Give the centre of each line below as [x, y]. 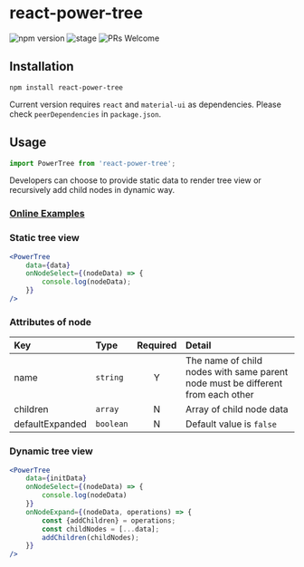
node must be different [234, 383]
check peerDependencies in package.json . [85, 114]
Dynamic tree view [51, 451]
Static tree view [44, 238]
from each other [220, 395]
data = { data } [48, 265]
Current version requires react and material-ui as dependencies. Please [146, 104]
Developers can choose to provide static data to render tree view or [136, 180]
